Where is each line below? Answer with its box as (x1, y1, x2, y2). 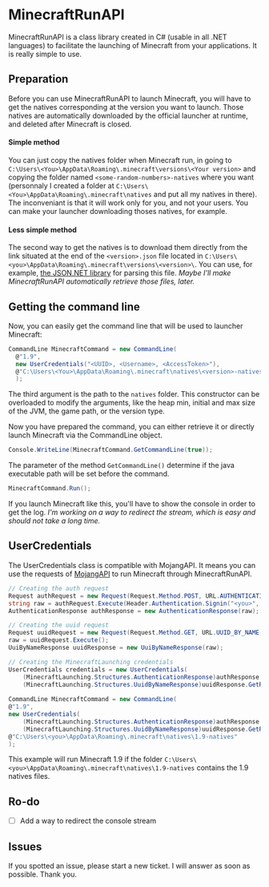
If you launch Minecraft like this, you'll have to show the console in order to (8, 499, 256, 509)
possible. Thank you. (8, 869, 78, 879)
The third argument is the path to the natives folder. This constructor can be (8, 389, 260, 399)
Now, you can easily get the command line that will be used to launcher (8, 321, 243, 330)
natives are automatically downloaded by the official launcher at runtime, (8, 111, 248, 120)
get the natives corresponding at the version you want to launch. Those (8, 102, 244, 111)
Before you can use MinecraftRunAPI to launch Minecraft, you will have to (8, 94, 251, 103)
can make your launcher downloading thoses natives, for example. (8, 206, 228, 216)
